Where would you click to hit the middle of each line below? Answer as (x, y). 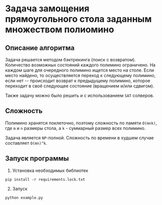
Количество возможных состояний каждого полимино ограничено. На (81, 65)
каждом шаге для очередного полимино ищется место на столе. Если (80, 70)
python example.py (24, 198)
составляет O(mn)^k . (26, 143)
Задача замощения (47, 9)
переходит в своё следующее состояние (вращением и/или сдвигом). (80, 86)
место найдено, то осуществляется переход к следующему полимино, (81, 75)
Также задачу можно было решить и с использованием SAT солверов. (80, 95)
